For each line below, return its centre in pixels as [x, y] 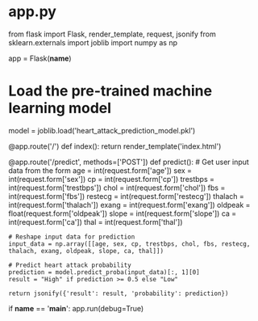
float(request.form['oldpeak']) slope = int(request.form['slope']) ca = [123, 213]
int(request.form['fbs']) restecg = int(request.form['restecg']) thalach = [126, 196]
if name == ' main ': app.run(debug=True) [76, 308]
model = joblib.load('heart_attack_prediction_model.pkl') [102, 130]
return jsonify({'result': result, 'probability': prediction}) [119, 294]
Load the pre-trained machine [110, 91]
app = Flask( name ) [40, 58]
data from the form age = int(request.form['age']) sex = [100, 170]
